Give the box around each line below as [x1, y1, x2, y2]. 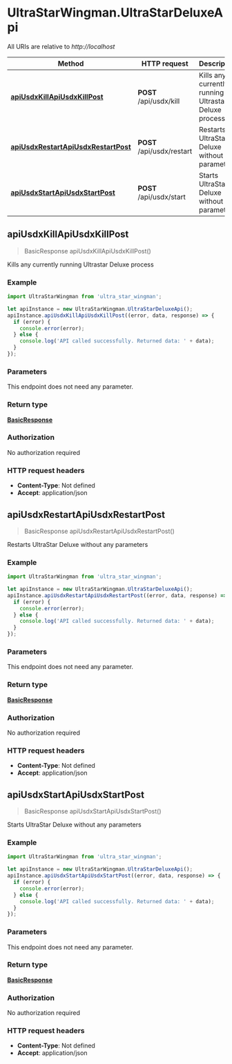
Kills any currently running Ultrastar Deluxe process [7, 260, 154, 269]
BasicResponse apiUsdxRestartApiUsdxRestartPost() [23, 527, 175, 535]
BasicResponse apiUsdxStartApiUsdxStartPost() [23, 807, 162, 815]
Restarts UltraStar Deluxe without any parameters [7, 540, 148, 548]
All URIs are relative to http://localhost [7, 42, 115, 50]
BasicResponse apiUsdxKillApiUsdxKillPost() [23, 246, 152, 255]
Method [57, 59, 84, 68]
